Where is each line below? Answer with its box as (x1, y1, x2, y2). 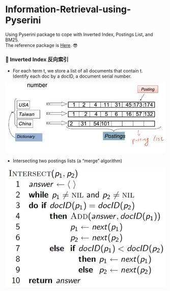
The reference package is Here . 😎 (5, 42, 78, 48)
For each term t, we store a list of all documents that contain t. (12, 68, 143, 74)
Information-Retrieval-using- (5, 4, 131, 15)
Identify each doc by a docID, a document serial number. (12, 73, 132, 80)
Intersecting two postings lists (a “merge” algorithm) (12, 157, 123, 164)
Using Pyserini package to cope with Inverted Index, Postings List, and (5, 31, 154, 37)
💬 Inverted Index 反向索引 (5, 56, 69, 63)
